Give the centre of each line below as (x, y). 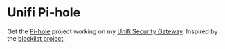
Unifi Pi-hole (44, 13)
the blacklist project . (36, 38)
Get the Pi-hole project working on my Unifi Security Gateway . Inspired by (112, 31)
